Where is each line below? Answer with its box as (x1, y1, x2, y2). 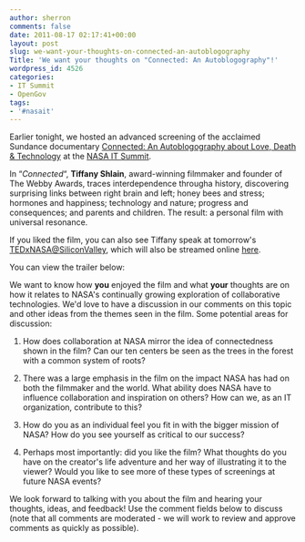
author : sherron (9, 13, 71, 23)
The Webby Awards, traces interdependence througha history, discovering (9, 179, 290, 189)
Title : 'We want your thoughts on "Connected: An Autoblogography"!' (9, 56, 280, 65)
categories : (9, 73, 55, 82)
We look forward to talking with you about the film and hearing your (9, 494, 262, 505)
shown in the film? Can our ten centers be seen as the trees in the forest (22, 345, 294, 356)
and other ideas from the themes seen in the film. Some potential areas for (9, 309, 289, 320)
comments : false (9, 22, 71, 31)
